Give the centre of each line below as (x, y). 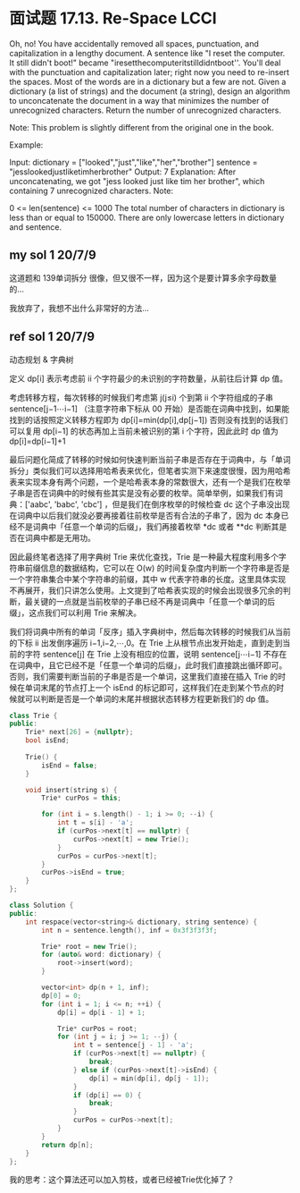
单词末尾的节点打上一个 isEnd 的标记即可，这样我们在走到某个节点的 (150, 687)
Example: (26, 145)
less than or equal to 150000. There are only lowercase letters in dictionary (147, 217)
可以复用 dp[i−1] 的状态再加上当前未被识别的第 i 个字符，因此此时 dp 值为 (144, 431)
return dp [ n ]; (67, 1145)
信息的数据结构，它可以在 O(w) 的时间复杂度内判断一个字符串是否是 (165, 568)
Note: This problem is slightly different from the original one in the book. (142, 127)
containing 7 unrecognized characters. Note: (92, 190)
